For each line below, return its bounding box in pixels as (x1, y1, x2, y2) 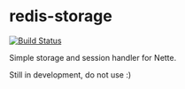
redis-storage (9, 6, 112, 26)
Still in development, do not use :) (9, 69, 132, 80)
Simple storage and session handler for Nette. (9, 52, 177, 63)
